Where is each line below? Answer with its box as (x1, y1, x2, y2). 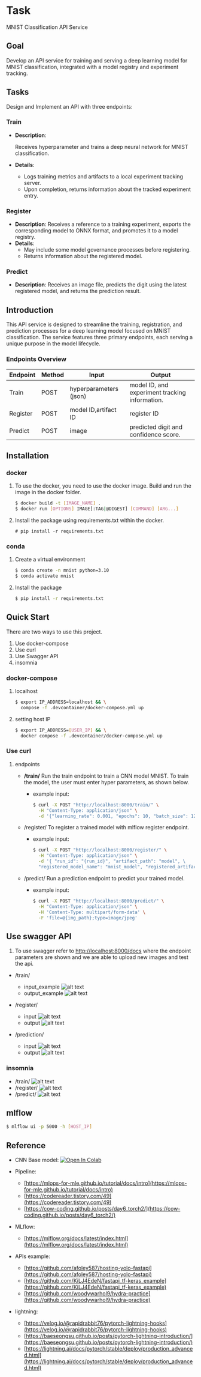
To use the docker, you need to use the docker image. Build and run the (14, 482, 191, 489)
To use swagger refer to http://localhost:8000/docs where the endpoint (14, 947, 191, 955)
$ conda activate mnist (14, 573, 75, 580)
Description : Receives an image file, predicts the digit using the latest (14, 281, 187, 288)
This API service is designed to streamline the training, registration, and (6, 321, 182, 328)
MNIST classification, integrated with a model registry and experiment (6, 63, 179, 70)
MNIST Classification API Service (6, 23, 88, 31)
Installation (6, 450, 49, 461)
